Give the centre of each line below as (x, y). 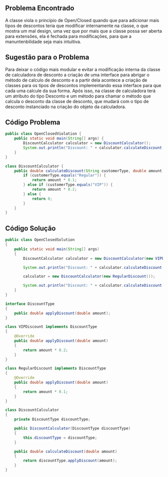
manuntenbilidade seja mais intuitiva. (43, 42)
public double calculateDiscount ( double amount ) (66, 451)
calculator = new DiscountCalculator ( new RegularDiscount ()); (89, 277)
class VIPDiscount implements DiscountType (51, 327)
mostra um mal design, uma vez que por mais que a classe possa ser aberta (84, 31)
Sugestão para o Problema (47, 57)
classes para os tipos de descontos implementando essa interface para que (83, 85)
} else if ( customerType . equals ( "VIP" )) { (68, 185)
